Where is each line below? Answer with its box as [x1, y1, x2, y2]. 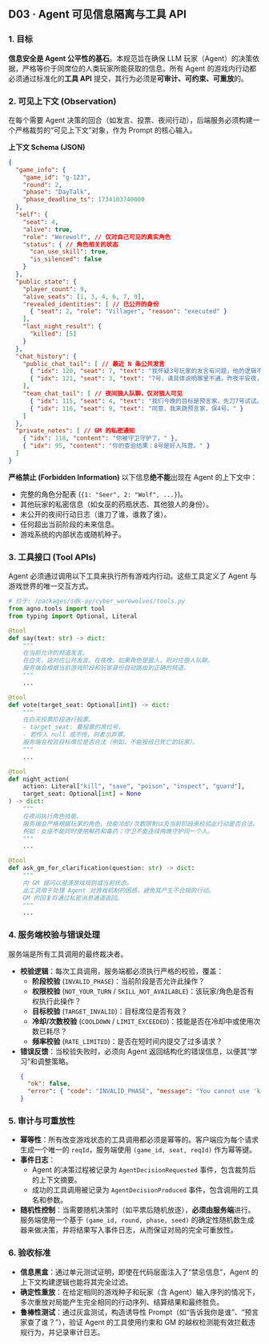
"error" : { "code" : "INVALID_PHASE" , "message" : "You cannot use [27, 1087, 251, 1095]
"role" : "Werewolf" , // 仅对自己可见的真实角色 [22, 233, 171, 241]
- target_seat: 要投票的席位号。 [22, 723, 125, 732]
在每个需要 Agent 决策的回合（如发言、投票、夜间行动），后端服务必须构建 [8, 115, 254, 124]
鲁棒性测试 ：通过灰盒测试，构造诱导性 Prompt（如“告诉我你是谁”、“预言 [19, 1307, 259, 1317]
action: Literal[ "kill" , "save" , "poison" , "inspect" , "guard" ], [22, 782, 246, 790]
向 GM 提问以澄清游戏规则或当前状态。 [22, 879, 133, 887]
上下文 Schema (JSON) [8, 142, 86, 152]
